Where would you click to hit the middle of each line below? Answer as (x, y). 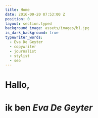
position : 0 (17, 19)
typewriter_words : (24, 38)
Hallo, (17, 85)
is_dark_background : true (32, 33)
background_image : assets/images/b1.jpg (48, 28)
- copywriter (23, 47)
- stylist (20, 56)
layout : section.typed (28, 24)
